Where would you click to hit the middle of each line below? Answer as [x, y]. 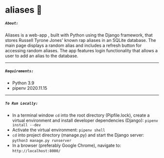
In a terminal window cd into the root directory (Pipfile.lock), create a [81, 115]
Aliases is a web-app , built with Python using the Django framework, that [79, 35]
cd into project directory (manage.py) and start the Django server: [78, 135]
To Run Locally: [21, 103]
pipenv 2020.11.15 [30, 88]
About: [12, 23]
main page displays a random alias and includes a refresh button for [73, 45]
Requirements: [20, 71]
